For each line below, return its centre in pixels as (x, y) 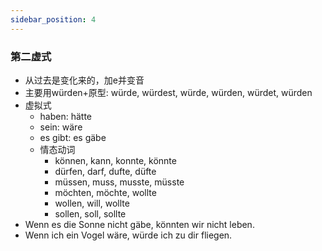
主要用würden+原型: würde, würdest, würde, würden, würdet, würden (168, 92)
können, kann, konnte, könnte (115, 160)
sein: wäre (61, 127)
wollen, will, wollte (92, 203)
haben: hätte (66, 116)
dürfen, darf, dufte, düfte (105, 171)
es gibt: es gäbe (73, 137)
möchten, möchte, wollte (105, 192)
